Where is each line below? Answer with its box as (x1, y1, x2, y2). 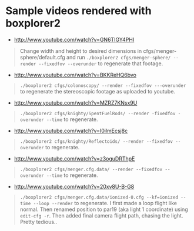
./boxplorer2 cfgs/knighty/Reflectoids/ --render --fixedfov (19, 138, 173, 145)
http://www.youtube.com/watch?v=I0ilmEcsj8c (14, 127, 128, 134)
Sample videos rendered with (5, 4, 152, 18)
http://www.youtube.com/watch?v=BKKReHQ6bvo (14, 71, 136, 78)
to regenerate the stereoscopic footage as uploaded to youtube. (19, 88, 176, 95)
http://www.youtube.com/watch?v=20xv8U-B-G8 (14, 183, 135, 190)
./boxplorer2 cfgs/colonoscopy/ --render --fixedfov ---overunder (19, 82, 186, 89)
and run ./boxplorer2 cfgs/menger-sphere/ (66, 53, 171, 61)
